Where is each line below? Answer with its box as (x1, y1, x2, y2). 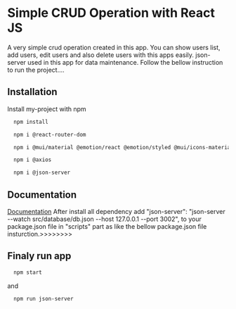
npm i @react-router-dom (13, 131, 86, 138)
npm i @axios (13, 156, 52, 163)
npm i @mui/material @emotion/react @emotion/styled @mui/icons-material (13, 144, 234, 151)
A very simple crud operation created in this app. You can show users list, (7, 43, 221, 51)
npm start (13, 269, 42, 276)
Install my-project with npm (7, 104, 86, 113)
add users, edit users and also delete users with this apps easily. (7, 51, 195, 59)
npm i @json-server (13, 169, 71, 177)
